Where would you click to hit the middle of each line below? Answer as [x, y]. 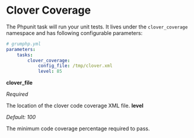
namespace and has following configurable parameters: [74, 33]
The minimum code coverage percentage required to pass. [78, 129]
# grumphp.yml [24, 44]
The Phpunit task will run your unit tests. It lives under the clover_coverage [97, 27]
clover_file [19, 83]
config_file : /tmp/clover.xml [75, 66]
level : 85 [50, 72]
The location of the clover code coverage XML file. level [75, 106]
